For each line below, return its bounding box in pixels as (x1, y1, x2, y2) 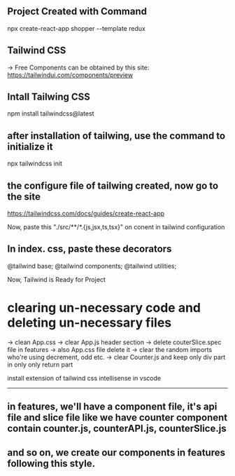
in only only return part (7, 360, 73, 369)
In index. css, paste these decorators (7, 243, 172, 255)
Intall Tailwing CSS (7, 91, 91, 103)
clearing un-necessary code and (7, 300, 201, 316)
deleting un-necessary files (7, 315, 172, 331)
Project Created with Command (7, 6, 148, 18)
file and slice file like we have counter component (7, 412, 228, 423)
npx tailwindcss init (7, 159, 63, 168)
